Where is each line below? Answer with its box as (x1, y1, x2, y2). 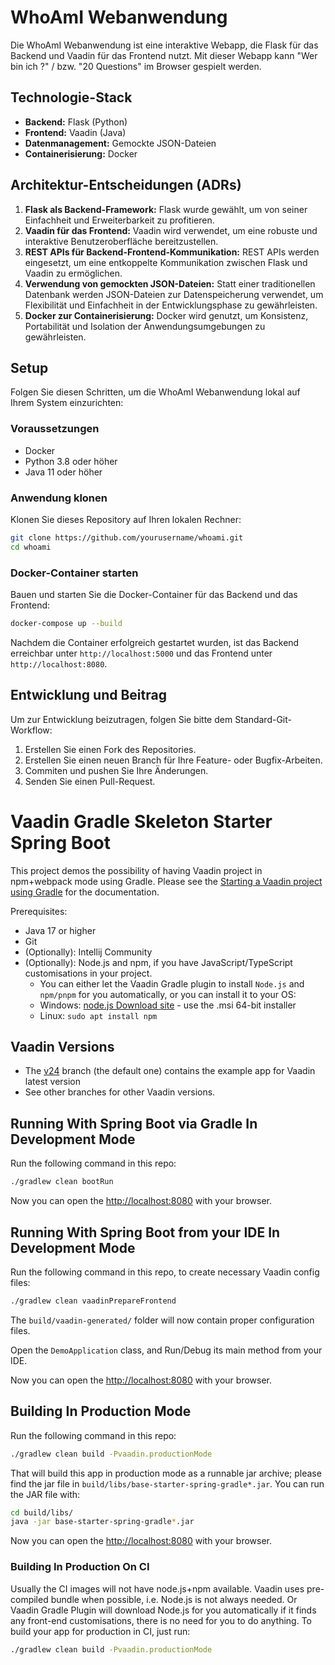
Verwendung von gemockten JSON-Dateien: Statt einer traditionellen (24, 277, 316, 290)
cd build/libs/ (10, 1507, 74, 1518)
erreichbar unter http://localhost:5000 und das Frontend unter (10, 647, 273, 659)
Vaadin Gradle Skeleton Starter (10, 810, 273, 833)
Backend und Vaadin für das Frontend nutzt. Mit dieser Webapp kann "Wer (10, 49, 318, 61)
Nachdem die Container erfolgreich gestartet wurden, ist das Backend (10, 636, 300, 648)
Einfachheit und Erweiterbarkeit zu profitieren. (24, 214, 215, 226)
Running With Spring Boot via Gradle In (10, 1115, 258, 1132)
